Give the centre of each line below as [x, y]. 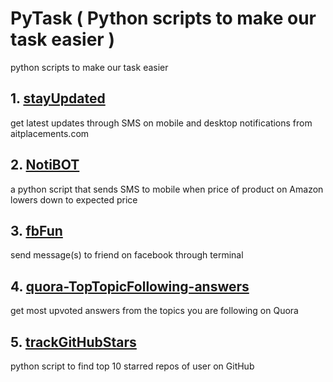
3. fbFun [36, 230]
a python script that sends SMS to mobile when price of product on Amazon [167, 189]
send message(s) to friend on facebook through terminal [127, 255]
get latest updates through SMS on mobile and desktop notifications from [161, 123]
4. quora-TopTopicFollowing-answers [130, 286]
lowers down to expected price [74, 199]
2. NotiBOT [45, 165]
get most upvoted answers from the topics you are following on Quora [154, 311]
